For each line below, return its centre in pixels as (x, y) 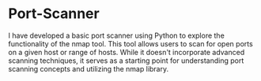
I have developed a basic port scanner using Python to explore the (117, 35)
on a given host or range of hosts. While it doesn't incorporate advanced (127, 52)
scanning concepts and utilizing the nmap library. (88, 68)
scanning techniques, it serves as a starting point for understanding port (126, 61)
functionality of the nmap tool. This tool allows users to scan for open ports (130, 43)
